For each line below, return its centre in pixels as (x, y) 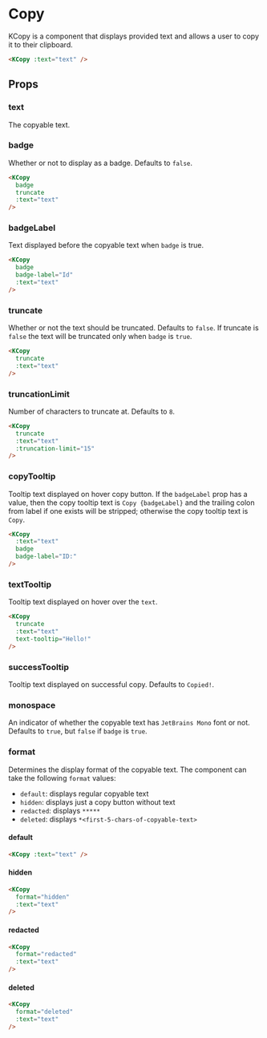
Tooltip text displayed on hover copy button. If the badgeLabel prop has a (128, 494)
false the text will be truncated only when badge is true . (100, 337)
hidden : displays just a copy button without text (97, 802)
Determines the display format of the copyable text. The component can (127, 769)
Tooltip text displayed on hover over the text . (83, 602)
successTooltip (39, 667)
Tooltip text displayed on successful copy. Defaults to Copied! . (111, 684)
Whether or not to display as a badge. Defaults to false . (101, 163)
